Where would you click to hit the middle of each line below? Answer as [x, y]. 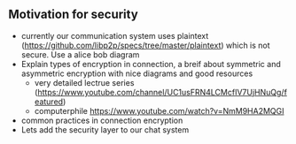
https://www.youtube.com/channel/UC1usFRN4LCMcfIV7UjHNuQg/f [162, 92]
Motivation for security [73, 15]
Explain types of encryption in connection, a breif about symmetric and [151, 64]
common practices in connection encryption [102, 120]
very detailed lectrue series [84, 82]
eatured [49, 102]
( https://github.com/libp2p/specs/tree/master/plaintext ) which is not [146, 45]
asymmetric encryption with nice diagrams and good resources [137, 73]
